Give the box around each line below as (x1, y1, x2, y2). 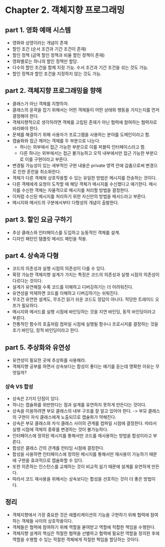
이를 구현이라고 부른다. (25, 156, 69, 162)
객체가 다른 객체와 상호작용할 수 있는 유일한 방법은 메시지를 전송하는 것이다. (12, 175, 157, 181)
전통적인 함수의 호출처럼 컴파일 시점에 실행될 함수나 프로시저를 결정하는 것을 (12, 321, 159, 327)
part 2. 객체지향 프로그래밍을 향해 (5, 87, 102, 95)
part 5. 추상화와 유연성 (5, 343, 70, 352)
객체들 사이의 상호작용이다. (21, 518, 73, 524)
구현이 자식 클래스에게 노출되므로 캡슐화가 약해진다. (17, 414, 117, 420)
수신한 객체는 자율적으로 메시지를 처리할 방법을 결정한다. (21, 187, 130, 193)
